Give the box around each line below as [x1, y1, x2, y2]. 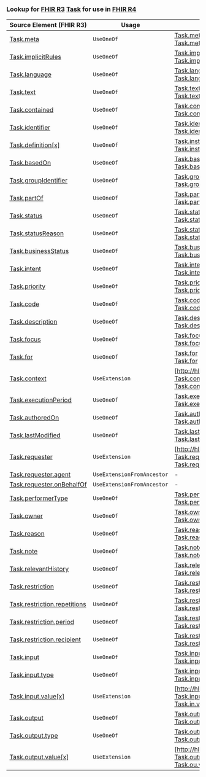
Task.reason [9, 529, 45, 538]
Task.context [9, 374, 47, 383]
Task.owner [9, 512, 43, 520]
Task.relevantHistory [9, 564, 69, 573]
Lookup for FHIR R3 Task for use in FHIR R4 [6, 5, 137, 14]
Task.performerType [9, 494, 69, 502]
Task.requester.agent [9, 470, 71, 479]
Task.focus [9, 335, 41, 344]
